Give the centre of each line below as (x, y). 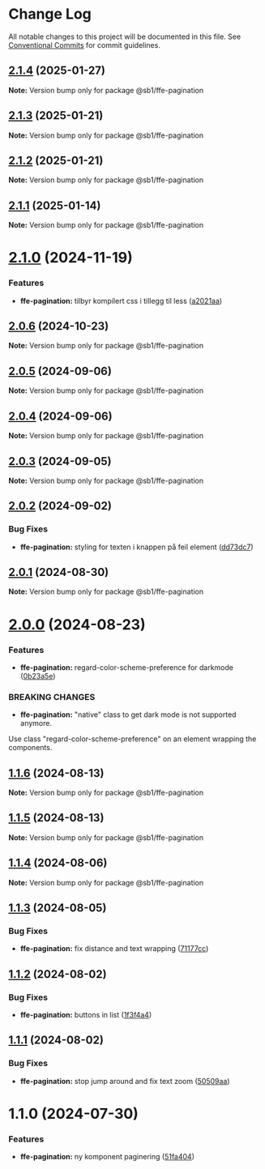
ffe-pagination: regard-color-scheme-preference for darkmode (126, 667)
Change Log (50, 14)
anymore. (36, 723)
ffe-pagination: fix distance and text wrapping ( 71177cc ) (114, 949)
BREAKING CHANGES (52, 697)
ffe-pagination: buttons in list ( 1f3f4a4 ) (86, 1015)
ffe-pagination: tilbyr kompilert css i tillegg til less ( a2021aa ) (121, 301)
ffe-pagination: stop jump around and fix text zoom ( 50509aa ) (125, 1081)
